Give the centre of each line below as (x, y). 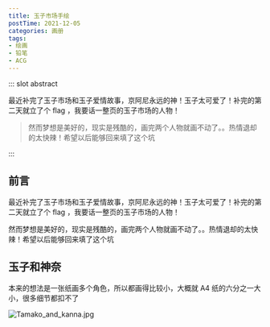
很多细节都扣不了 (50, 298)
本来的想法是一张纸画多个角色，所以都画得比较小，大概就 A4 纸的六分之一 (131, 288)
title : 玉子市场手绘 (39, 16)
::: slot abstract (33, 83)
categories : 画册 (36, 31)
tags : (17, 38)
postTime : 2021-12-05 (45, 23)
